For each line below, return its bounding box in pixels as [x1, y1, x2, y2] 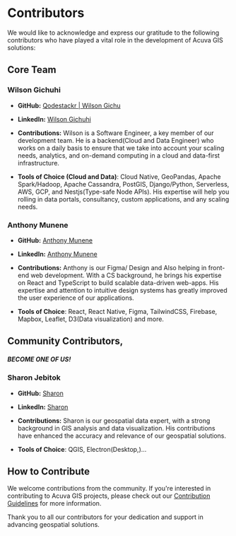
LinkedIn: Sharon [17, 402, 69, 411]
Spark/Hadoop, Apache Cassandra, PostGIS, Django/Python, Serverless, [17, 180, 230, 188]
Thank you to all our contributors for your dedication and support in [7, 513, 203, 521]
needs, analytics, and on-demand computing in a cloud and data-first [17, 151, 220, 160]
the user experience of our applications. [17, 293, 134, 302]
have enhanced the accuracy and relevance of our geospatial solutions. [17, 431, 227, 440]
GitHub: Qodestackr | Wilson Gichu [17, 101, 122, 110]
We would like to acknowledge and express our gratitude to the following [7, 28, 220, 37]
